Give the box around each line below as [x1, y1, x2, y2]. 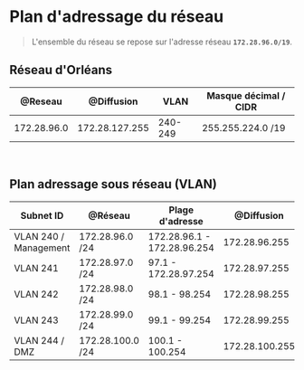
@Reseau [19, 95, 62, 108]
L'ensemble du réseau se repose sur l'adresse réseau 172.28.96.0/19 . [31, 36, 292, 47]
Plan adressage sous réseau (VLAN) [9, 176, 217, 192]
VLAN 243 [14, 314, 59, 327]
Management [14, 242, 71, 254]
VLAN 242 [14, 288, 59, 300]
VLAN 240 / [14, 230, 65, 242]
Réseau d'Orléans [9, 62, 113, 78]
